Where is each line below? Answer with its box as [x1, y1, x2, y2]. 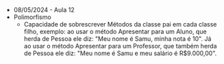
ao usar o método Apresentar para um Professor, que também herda [23, 42, 217, 50]
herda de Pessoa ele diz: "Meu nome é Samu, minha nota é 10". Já [23, 35, 212, 43]
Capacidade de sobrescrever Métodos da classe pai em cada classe [23, 20, 217, 28]
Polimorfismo [13, 13, 51, 21]
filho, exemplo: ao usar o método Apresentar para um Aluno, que [23, 27, 207, 35]
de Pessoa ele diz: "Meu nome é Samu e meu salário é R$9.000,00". [23, 49, 217, 57]
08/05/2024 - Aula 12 [13, 6, 75, 14]
